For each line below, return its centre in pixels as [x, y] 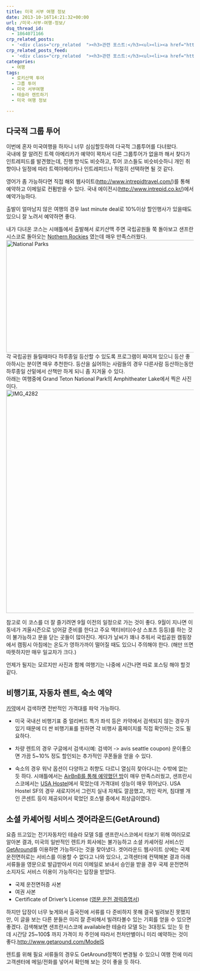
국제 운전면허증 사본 [38, 885]
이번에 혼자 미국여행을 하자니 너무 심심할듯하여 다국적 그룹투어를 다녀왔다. [92, 147]
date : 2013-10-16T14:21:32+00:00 [48, 17]
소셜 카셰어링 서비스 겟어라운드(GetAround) [83, 819]
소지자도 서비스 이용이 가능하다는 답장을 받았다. [61, 872]
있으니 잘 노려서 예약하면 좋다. [41, 217]
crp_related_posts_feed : [37, 51]
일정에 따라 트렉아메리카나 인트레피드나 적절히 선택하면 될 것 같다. [98, 169]
